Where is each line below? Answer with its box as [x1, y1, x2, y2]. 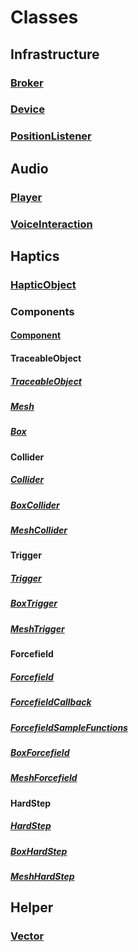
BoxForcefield [10, 746, 70, 758]
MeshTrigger [10, 622, 65, 635]
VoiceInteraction [10, 217, 93, 231]
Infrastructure [10, 46, 100, 63]
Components [10, 304, 75, 318]
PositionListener [10, 129, 92, 143]
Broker [10, 76, 44, 90]
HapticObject [10, 277, 77, 291]
